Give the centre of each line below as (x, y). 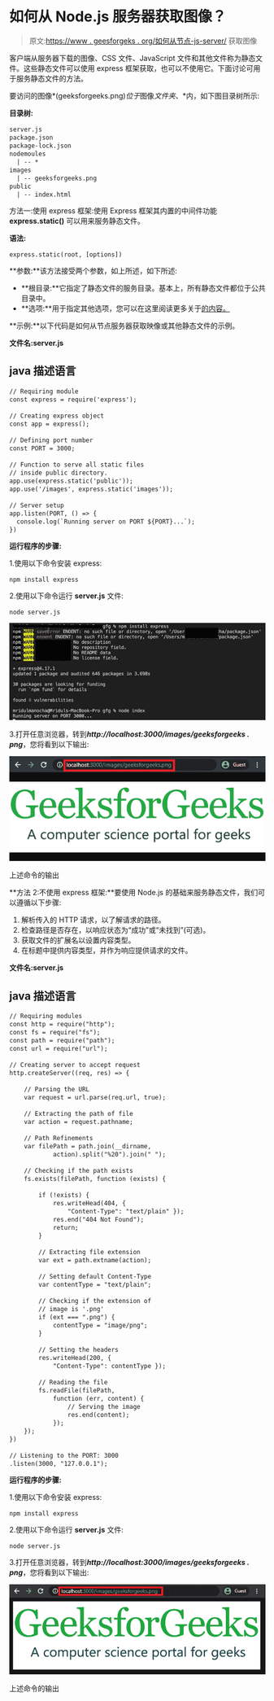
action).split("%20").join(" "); (109, 1155)
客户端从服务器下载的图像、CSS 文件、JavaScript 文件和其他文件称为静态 (133, 58)
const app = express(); (50, 424)
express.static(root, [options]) (66, 254)
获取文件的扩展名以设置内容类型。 (78, 940)
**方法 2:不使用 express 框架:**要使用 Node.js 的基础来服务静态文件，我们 (134, 893)
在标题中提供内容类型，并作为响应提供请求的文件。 (107, 951)
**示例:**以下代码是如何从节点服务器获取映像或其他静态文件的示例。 (124, 326)
